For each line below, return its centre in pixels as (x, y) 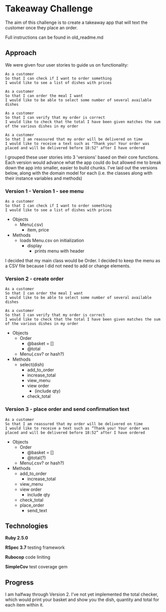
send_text (37, 510)
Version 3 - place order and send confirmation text (67, 409)
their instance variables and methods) (44, 178)
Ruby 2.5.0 (17, 538)
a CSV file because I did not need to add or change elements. (68, 266)
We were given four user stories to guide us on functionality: (67, 65)
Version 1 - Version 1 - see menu (45, 191)
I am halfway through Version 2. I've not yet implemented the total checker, (82, 595)
